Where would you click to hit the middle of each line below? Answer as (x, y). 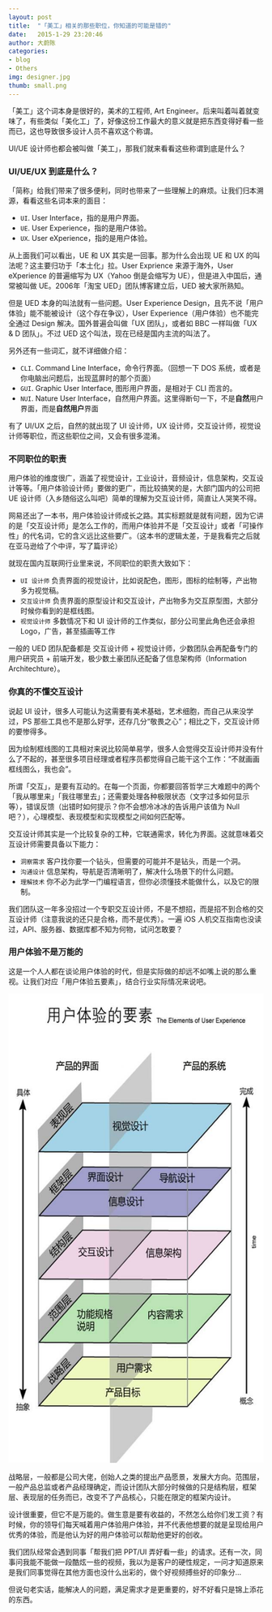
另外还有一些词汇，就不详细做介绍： (69, 350)
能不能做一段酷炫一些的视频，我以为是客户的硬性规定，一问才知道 (139, 1563)
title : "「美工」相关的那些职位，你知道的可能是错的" (90, 26)
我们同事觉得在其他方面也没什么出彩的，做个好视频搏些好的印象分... (128, 1572)
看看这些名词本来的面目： (65, 200)
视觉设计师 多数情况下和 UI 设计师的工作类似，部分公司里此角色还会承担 (138, 621)
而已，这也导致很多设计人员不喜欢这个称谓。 (83, 131)
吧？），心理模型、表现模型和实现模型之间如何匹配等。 (99, 816)
